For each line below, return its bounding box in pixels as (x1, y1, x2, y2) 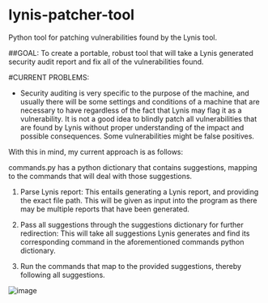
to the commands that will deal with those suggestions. (8, 171, 193, 181)
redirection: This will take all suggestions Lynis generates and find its (19, 228, 250, 238)
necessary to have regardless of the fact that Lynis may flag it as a (19, 105, 242, 115)
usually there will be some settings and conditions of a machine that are (19, 96, 261, 106)
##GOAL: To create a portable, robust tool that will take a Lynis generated (8, 48, 253, 58)
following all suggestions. (19, 270, 105, 280)
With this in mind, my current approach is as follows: (8, 147, 184, 156)
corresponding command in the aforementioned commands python (19, 237, 245, 246)
